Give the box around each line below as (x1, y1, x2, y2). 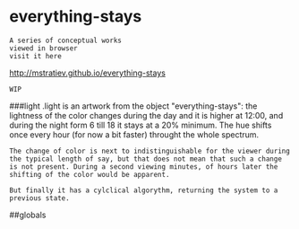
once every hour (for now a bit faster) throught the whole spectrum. (9, 128, 260, 140)
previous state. (9, 193, 70, 203)
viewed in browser (9, 43, 78, 53)
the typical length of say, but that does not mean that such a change (9, 154, 282, 163)
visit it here (9, 51, 63, 60)
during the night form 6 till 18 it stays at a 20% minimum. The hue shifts (9, 119, 272, 130)
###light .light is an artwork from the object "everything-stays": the (9, 101, 258, 111)
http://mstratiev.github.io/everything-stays (9, 67, 166, 78)
